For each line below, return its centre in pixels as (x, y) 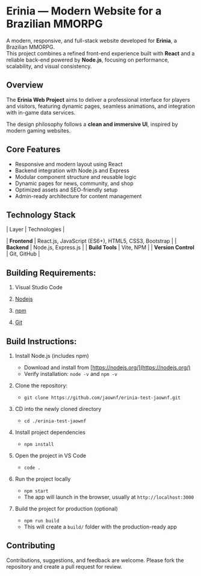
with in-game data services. (41, 112)
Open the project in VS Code (51, 455)
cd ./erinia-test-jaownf (55, 421)
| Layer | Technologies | (36, 230)
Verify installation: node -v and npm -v (70, 374)
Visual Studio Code (39, 287)
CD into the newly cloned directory (58, 409)
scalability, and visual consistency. (49, 66)
